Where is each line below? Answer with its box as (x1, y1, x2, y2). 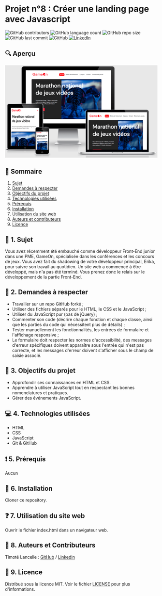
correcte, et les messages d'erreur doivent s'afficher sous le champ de (12, 347, 154, 353)
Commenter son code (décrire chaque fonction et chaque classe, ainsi (12, 316, 153, 322)
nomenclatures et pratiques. (12, 389, 69, 396)
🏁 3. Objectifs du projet (5, 367, 76, 375)
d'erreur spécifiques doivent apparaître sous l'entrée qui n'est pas (12, 342, 144, 348)
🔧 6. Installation (5, 484, 53, 493)
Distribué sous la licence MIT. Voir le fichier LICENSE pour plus (5, 581, 131, 587)
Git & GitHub (12, 440, 37, 446)
